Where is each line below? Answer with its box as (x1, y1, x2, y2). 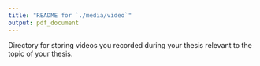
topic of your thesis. (8, 49, 73, 58)
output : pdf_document (8, 19, 80, 27)
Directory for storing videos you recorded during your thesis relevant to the (8, 40, 252, 49)
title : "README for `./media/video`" (8, 11, 132, 20)
